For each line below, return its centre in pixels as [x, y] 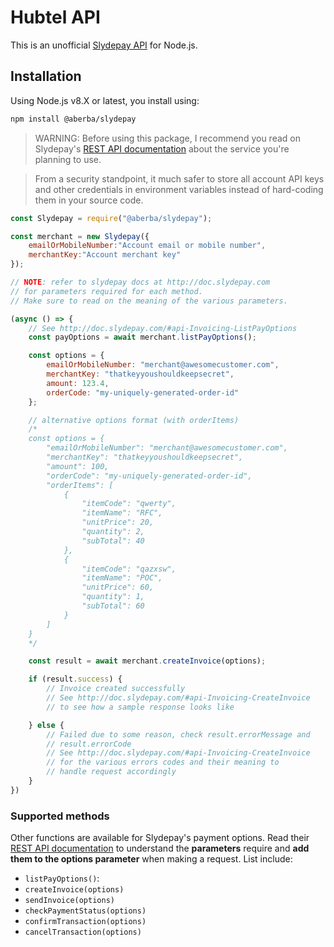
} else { [46, 725]
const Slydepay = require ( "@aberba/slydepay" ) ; [111, 218]
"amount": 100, [78, 466]
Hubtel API [55, 17]
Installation [46, 76]
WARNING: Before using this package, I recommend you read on [167, 138]
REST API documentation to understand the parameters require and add [160, 848]
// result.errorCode [89, 744]
